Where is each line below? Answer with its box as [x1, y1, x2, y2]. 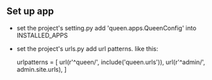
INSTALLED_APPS [16, 31, 69, 39]
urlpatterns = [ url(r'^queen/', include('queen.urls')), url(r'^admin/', [16, 58, 206, 66]
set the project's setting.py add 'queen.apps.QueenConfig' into [16, 23, 197, 32]
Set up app [6, 6, 54, 17]
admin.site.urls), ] [16, 65, 67, 73]
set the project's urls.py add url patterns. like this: [16, 44, 159, 52]
